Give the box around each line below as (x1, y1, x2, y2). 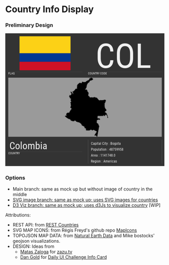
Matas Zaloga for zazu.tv (20, 248, 72, 254)
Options (5, 174, 25, 181)
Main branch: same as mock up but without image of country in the (12, 186, 153, 192)
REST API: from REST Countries (12, 221, 79, 228)
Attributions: (5, 212, 31, 218)
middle (12, 191, 27, 197)
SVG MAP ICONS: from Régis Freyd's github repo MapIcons (12, 227, 137, 233)
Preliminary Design (5, 22, 53, 29)
